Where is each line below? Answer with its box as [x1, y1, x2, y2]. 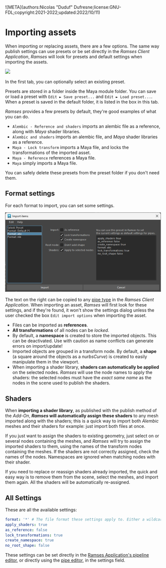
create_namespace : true [5, 538, 54, 543]
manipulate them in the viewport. [12, 359, 80, 365]
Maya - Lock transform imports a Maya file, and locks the [12, 144, 129, 150]
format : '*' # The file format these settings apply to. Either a [5, 517, 145, 522]
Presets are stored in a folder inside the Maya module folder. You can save [5, 88, 157, 94]
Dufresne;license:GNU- [74, 4, 122, 10]
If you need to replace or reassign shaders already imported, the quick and [5, 469, 158, 475]
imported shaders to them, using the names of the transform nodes [5, 443, 142, 450]
